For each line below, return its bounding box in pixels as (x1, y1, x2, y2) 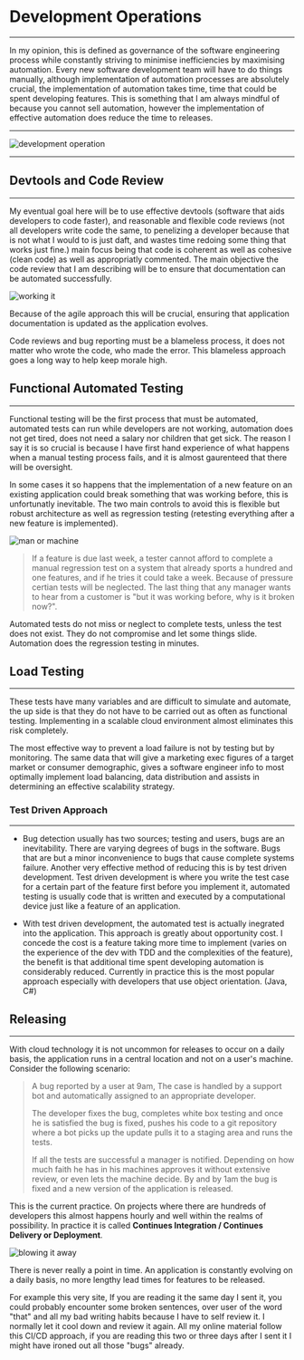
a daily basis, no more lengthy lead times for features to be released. (9, 1275, 265, 1286)
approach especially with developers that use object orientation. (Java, (22, 976, 288, 987)
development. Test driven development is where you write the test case (22, 872, 290, 883)
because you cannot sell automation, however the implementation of (9, 102, 265, 113)
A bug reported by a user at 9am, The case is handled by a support (31, 1081, 282, 1092)
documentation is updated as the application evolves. (9, 317, 209, 328)
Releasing (9, 1012, 67, 1027)
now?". (31, 601, 58, 612)
